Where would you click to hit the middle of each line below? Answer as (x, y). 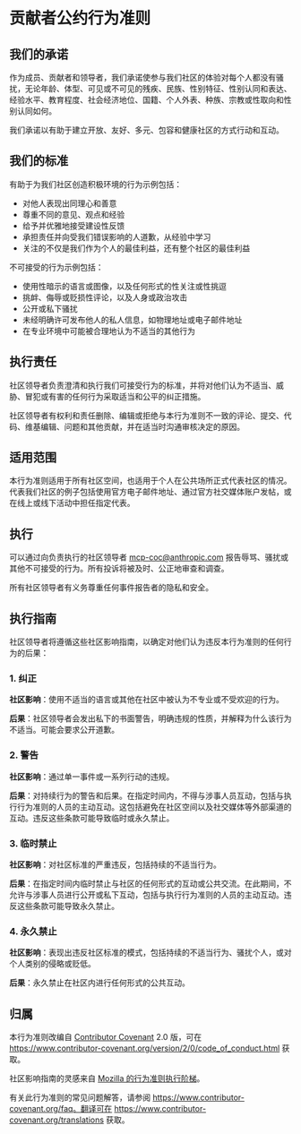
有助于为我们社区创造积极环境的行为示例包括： (95, 184)
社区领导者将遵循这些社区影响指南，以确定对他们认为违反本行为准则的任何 (146, 642)
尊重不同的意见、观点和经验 (73, 214)
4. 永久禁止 (33, 931)
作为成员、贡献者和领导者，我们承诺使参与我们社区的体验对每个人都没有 (142, 77)
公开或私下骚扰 (50, 308)
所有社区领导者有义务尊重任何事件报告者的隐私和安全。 (111, 588)
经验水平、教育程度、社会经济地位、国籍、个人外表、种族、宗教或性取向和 (146, 100)
